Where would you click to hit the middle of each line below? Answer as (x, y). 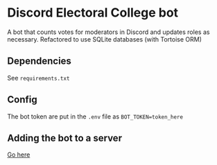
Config (22, 99)
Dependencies (39, 61)
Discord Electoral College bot (93, 13)
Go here (19, 155)
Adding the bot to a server (65, 138)
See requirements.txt (38, 78)
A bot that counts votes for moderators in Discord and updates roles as (108, 32)
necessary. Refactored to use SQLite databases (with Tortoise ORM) (105, 39)
